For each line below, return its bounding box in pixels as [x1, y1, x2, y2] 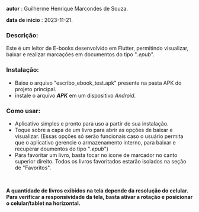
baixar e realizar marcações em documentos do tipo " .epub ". [6, 51, 155, 58]
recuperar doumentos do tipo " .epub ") [14, 145, 108, 152]
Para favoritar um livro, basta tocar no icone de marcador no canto [14, 151, 178, 159]
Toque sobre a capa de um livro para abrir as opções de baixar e [14, 126, 173, 133]
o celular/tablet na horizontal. [6, 200, 81, 207]
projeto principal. [14, 85, 57, 92]
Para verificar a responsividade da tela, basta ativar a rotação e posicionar [6, 193, 193, 200]
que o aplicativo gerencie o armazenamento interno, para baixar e [14, 139, 176, 146]
